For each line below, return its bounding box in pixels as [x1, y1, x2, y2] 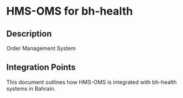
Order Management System [6, 44, 76, 52]
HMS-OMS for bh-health [6, 4, 133, 18]
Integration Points [6, 62, 76, 72]
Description [6, 29, 52, 39]
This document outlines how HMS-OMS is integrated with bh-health [6, 78, 177, 86]
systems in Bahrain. [6, 85, 56, 92]
